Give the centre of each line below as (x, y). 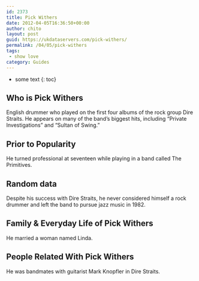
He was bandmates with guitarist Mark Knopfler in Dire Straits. (83, 271)
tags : (13, 51)
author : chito (24, 29)
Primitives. (19, 165)
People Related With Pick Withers (70, 257)
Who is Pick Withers (45, 98)
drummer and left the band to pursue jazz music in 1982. (76, 204)
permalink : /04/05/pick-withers (46, 46)
